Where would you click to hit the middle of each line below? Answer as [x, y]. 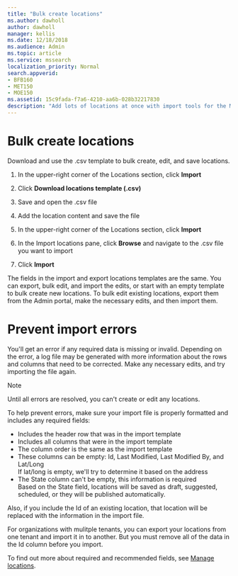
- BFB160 [20, 80]
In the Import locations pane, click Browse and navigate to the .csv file [120, 243]
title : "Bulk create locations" [55, 14]
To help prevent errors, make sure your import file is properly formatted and [118, 412]
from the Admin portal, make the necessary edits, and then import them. [113, 300]
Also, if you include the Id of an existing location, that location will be [107, 508]
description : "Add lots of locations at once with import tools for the [117, 106]
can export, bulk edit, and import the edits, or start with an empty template [116, 286]
